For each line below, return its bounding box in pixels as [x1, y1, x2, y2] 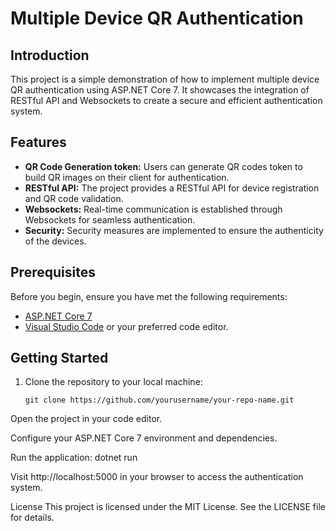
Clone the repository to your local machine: [24, 376, 203, 388]
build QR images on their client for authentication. [24, 171, 230, 183]
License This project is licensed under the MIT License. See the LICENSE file [10, 501, 326, 513]
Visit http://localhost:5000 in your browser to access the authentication [10, 471, 304, 483]
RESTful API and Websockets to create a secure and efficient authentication [10, 95, 323, 106]
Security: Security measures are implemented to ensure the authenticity [24, 224, 324, 236]
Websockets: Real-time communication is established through [24, 203, 283, 215]
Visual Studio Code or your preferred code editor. [24, 320, 229, 332]
